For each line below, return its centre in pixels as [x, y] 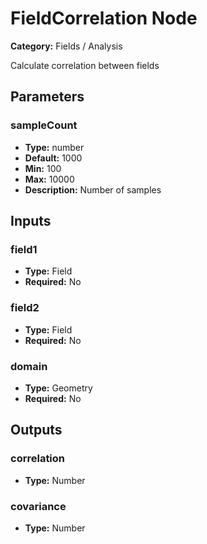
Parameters [47, 97]
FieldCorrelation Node [104, 18]
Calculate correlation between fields [85, 65]
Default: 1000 [53, 158]
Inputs [31, 221]
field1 [24, 249]
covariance [38, 506]
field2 [25, 308]
